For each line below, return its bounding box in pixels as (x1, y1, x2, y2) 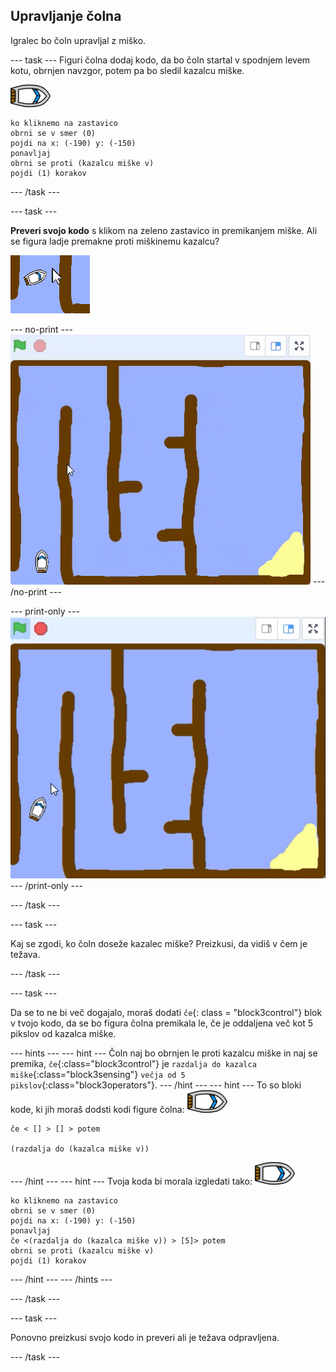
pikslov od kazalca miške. (10, 1027, 117, 1039)
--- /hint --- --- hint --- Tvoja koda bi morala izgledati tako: (10, 1175, 253, 1187)
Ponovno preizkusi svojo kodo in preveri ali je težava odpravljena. (10, 1331, 280, 1343)
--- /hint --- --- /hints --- (10, 1273, 113, 1285)
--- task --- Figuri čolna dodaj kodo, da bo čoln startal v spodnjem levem (10, 54, 311, 66)
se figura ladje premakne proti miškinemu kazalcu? (10, 235, 220, 247)
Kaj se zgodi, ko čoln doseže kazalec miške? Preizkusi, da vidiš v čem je (10, 937, 308, 949)
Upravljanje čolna (10, 8, 122, 25)
